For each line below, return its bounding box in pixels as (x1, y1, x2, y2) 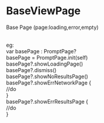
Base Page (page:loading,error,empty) (6, 24, 99, 31)
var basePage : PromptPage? (6, 47, 76, 54)
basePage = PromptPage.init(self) (6, 54, 88, 61)
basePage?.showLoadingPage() (6, 60, 83, 67)
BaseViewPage (6, 4, 81, 18)
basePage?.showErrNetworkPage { (6, 79, 92, 86)
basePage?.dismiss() (6, 66, 57, 73)
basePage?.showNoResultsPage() (6, 73, 88, 80)
